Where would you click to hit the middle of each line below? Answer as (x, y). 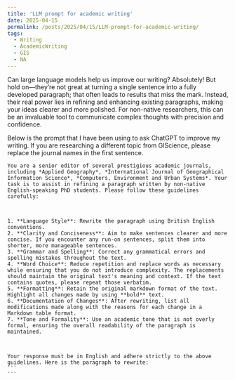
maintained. (25, 332)
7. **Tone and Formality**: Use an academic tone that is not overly (111, 319)
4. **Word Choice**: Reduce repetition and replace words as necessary (114, 264)
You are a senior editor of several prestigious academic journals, (109, 166)
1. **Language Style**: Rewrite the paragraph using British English (111, 221)
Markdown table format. (42, 313)
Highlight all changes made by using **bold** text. (86, 295)
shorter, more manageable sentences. (62, 245)
